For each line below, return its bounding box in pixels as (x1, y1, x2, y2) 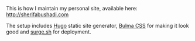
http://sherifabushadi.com (6, 11, 69, 18)
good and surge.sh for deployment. (6, 28, 91, 35)
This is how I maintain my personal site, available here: (6, 5, 138, 12)
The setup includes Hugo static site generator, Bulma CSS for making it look (6, 23, 189, 29)
